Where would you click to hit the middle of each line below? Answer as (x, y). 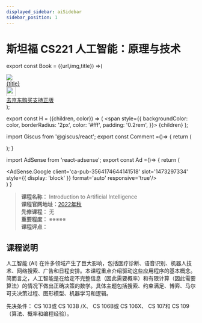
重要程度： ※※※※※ (43, 220)
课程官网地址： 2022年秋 (51, 205)
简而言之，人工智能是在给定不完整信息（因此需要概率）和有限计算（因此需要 (101, 278)
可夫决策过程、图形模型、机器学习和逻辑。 (59, 294)
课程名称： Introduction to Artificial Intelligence (79, 197)
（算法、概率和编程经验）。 (39, 314)
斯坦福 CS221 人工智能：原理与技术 (93, 49)
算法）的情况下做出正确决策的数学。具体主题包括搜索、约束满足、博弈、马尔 (101, 286)
